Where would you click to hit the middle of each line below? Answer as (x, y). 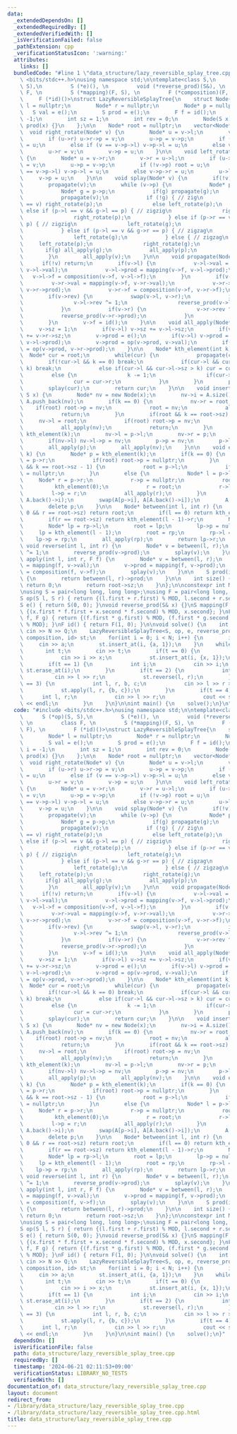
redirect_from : (30, 1399)
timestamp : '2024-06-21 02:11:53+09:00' (74, 1367)
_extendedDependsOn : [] (48, 20)
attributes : (31, 60)
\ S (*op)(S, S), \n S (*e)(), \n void (110, 717)
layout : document (33, 1393)
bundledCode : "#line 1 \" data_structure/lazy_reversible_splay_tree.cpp (123, 73)
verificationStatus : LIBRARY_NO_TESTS (71, 1373)
